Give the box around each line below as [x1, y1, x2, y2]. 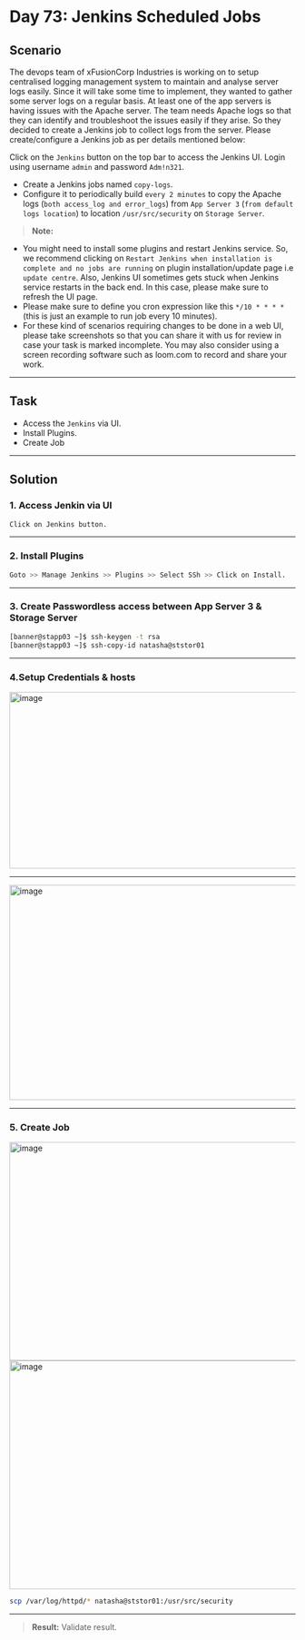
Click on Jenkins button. [9, 519, 107, 529]
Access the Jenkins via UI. [22, 418, 122, 429]
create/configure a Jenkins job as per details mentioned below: [9, 134, 246, 144]
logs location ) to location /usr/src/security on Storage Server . [22, 208, 265, 219]
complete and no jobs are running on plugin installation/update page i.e [22, 262, 294, 273]
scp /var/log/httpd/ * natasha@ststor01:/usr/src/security [9, 1596, 233, 1606]
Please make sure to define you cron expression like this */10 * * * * [22, 301, 285, 311]
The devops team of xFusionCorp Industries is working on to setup [9, 66, 260, 77]
